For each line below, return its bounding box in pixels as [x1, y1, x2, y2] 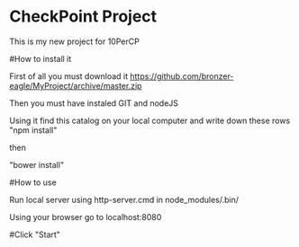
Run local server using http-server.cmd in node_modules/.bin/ [9, 194, 240, 205]
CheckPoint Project [9, 6, 158, 27]
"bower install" [9, 159, 65, 170]
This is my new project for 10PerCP [9, 36, 140, 47]
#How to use [9, 177, 57, 188]
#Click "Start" [9, 229, 61, 240]
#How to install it [9, 53, 72, 64]
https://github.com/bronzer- [130, 70, 234, 82]
